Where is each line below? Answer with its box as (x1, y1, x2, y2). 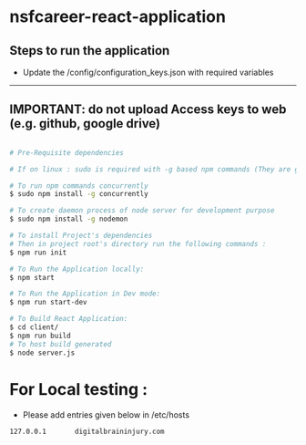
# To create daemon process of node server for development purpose (9, 206, 275, 215)
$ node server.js (9, 348, 76, 357)
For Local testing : (9, 378, 148, 399)
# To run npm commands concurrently (9, 181, 148, 191)
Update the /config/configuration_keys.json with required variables (22, 67, 274, 78)
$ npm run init (9, 248, 67, 257)
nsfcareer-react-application (9, 6, 226, 27)
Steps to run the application (9, 43, 170, 58)
